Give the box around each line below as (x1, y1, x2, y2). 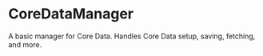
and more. (8, 39, 42, 49)
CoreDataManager (8, 5, 134, 23)
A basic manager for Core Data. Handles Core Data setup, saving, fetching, (8, 31, 256, 41)
